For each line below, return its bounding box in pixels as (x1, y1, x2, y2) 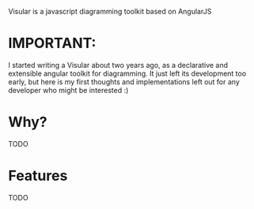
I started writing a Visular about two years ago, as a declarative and (8, 60, 228, 69)
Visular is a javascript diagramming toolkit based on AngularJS (8, 7, 212, 16)
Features (8, 167, 68, 185)
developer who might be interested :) (8, 85, 129, 95)
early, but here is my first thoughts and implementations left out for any (8, 77, 240, 86)
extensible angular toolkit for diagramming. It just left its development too (8, 69, 247, 78)
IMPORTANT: (8, 35, 97, 52)
